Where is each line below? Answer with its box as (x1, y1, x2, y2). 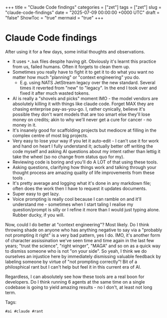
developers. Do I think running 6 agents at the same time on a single (5, 279, 146, 285)
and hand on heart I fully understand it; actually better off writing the (12, 143, 154, 149)
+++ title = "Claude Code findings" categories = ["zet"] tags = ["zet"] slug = (5, 4, 162, 10)
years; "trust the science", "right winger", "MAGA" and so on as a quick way (5, 243, 161, 249)
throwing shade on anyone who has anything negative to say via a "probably (5, 227, 163, 233)
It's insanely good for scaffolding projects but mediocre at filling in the (12, 127, 157, 133)
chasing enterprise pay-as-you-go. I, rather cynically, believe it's (12, 106, 146, 112)
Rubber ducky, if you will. (12, 212, 65, 218)
